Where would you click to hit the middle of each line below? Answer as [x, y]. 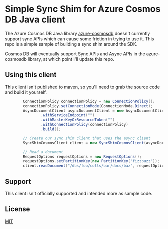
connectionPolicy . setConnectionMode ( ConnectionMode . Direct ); [88, 106]
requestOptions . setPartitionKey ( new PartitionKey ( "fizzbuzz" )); [91, 161]
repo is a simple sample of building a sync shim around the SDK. [71, 44]
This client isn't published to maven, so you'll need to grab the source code [83, 87]
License [18, 209]
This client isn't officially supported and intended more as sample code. [79, 193]
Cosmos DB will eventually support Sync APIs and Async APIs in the [75, 54]
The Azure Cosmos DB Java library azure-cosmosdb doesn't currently [78, 33]
